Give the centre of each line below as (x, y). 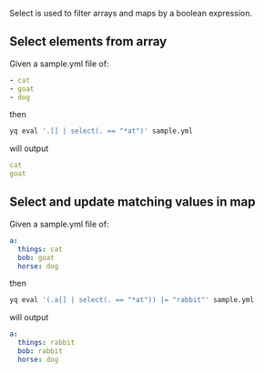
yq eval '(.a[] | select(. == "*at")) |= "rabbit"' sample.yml (132, 300)
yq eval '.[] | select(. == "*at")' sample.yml (102, 131)
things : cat (41, 249)
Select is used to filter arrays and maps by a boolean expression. (131, 13)
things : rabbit (46, 343)
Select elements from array (88, 41)
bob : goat (36, 257)
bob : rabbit (41, 351)
